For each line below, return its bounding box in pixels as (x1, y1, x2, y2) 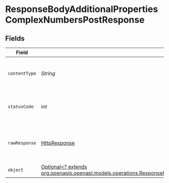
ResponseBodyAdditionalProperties (5, 4, 158, 15)
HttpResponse (41, 139, 75, 146)
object (8, 167, 24, 172)
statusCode (8, 104, 34, 109)
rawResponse (8, 140, 37, 146)
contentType (8, 71, 37, 76)
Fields (5, 34, 25, 43)
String (41, 70, 55, 77)
